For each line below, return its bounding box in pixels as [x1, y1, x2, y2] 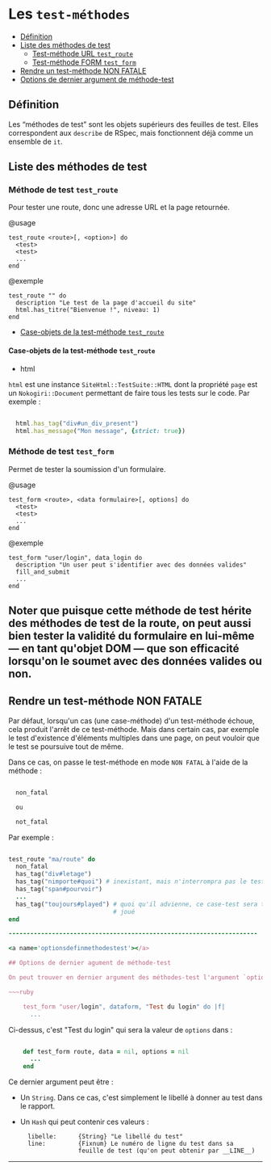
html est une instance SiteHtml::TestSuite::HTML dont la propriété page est [8, 379, 258, 389]
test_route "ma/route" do [8, 855, 95, 863]
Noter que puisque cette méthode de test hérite [8, 604, 252, 618]
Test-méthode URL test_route [31, 48, 134, 58]
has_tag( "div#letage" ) [15, 870, 92, 878]
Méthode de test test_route [8, 184, 119, 196]
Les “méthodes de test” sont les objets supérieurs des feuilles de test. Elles [8, 119, 259, 129]
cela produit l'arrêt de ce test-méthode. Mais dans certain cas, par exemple [8, 724, 260, 734]
